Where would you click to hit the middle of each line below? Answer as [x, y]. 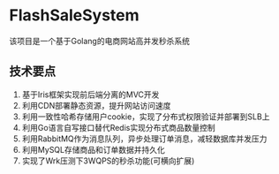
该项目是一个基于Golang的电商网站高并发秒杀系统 [99, 41]
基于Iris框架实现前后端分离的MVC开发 [90, 95]
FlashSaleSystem [74, 15]
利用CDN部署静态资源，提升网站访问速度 [96, 105]
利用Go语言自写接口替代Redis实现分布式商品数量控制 [118, 127]
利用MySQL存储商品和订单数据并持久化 [93, 149]
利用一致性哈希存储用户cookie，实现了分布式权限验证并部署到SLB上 [146, 117]
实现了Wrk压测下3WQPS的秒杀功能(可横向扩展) [108, 161]
